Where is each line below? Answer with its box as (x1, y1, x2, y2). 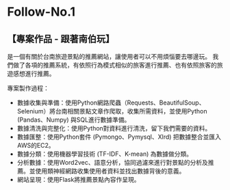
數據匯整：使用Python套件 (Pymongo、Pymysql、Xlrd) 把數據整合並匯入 (16, 133, 221, 141)
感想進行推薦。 (12, 70, 55, 77)
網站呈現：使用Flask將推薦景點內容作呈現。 (16, 176, 140, 183)
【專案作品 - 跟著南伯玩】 (7, 33, 115, 44)
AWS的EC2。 (16, 141, 55, 149)
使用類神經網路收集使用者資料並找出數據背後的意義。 (35, 167, 186, 175)
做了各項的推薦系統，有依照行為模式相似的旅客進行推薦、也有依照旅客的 (12, 61, 217, 69)
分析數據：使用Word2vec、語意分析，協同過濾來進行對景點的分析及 (16, 159, 209, 166)
